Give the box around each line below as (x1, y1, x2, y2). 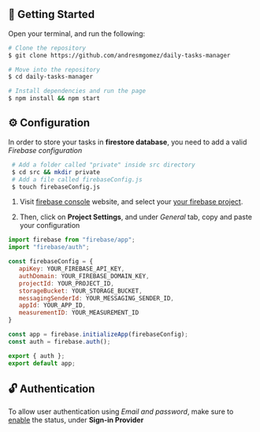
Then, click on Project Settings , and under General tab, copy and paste (19, 212, 252, 222)
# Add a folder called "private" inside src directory (11, 161, 195, 169)
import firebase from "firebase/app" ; (8, 236, 136, 244)
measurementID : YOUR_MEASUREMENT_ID (18, 309, 139, 317)
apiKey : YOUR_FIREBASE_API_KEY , (18, 265, 125, 273)
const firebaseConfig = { (8, 258, 93, 266)
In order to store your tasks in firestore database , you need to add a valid (8, 137, 247, 147)
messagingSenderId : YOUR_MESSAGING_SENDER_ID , (18, 294, 175, 302)
